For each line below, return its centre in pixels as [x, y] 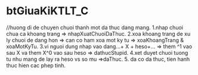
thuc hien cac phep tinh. [36, 65]
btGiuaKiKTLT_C [47, 11]
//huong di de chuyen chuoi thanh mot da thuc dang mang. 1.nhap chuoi [95, 27]
